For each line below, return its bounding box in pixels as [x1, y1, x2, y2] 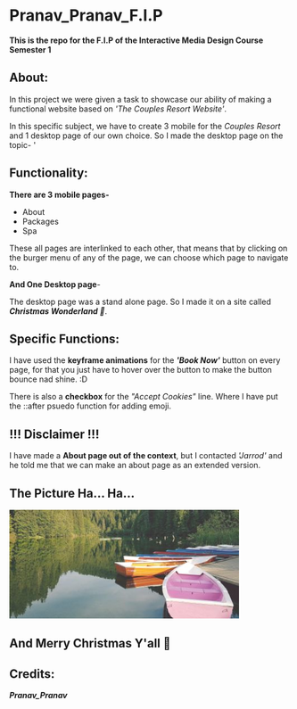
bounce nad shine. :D [9, 374, 87, 384]
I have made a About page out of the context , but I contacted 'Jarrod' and [9, 450, 283, 461]
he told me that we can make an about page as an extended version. [9, 460, 261, 471]
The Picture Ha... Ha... [9, 485, 136, 500]
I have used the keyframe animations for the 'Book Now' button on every [9, 355, 281, 366]
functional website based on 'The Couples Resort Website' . [9, 103, 227, 114]
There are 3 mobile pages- [9, 189, 110, 200]
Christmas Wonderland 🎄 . [9, 305, 108, 317]
